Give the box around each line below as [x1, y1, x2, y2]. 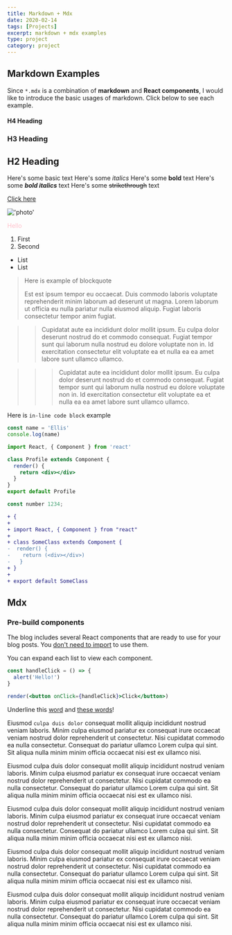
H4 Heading [7, 117, 43, 125]
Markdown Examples [7, 68, 100, 80]
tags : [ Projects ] [7, 23, 57, 30]
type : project [7, 36, 48, 43]
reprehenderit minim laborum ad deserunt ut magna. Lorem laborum [24, 297, 219, 305]
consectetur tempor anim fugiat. [24, 312, 116, 321]
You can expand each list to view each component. [7, 654, 153, 662]
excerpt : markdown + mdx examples [7, 29, 107, 37]
